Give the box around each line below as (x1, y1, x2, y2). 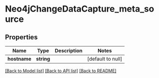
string (35, 56, 50, 62)
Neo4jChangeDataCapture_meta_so (5, 3, 155, 15)
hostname (7, 56, 32, 62)
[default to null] (87, 56, 123, 62)
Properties (5, 33, 38, 41)
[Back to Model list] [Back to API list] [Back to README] (5, 68, 117, 74)
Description (54, 47, 83, 54)
